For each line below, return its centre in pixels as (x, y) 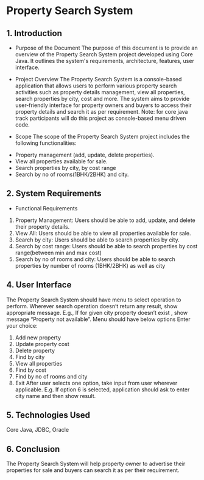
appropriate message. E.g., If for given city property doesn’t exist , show (97, 312)
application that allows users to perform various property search (96, 86)
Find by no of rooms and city (51, 376)
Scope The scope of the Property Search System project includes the (102, 136)
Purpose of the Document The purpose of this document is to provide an (106, 48)
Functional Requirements (46, 208)
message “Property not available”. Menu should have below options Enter (98, 319)
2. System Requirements (54, 194)
